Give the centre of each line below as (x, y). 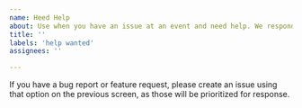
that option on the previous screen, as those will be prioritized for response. (150, 94)
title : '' (28, 34)
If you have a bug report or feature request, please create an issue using (143, 85)
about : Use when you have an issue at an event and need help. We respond (152, 26)
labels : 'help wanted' (52, 43)
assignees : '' (36, 51)
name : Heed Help (40, 18)
